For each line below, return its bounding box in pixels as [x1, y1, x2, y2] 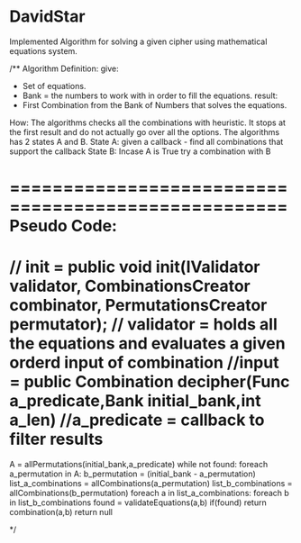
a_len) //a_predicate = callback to [9, 410, 265, 430]
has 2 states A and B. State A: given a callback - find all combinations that [9, 136, 284, 147]
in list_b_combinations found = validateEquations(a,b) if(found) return [9, 497, 268, 508]
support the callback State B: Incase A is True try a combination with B [9, 146, 271, 157]
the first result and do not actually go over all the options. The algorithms [9, 126, 280, 137]
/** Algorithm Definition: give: [9, 63, 119, 74]
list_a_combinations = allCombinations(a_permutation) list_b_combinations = [9, 478, 293, 489]
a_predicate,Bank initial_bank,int [9, 391, 261, 412]
